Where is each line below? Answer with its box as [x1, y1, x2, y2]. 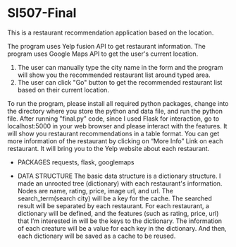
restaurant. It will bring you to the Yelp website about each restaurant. [7, 144, 210, 152]
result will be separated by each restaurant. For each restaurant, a [17, 201, 210, 210]
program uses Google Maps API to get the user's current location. [7, 49, 199, 58]
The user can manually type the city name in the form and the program [17, 63, 223, 71]
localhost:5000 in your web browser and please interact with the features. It [7, 121, 228, 130]
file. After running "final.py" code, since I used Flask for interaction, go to [7, 114, 220, 123]
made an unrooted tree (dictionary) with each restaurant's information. [17, 179, 223, 188]
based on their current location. [17, 85, 109, 94]
